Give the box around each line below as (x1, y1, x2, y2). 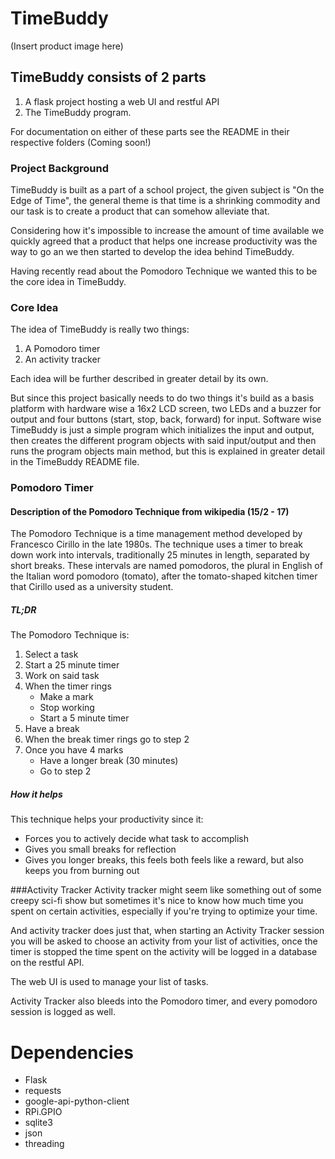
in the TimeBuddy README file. (10, 456, 140, 468)
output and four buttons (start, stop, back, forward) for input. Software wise (10, 413, 322, 426)
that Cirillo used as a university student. (10, 581, 174, 593)
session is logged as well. (10, 1006, 117, 1018)
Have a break (24, 723, 80, 735)
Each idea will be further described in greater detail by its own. (10, 373, 269, 385)
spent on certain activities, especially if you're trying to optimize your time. (10, 905, 318, 917)
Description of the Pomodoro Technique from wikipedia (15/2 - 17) (10, 505, 290, 517)
